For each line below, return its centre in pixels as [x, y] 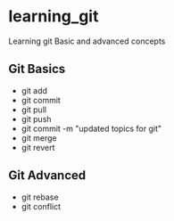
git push [36, 119]
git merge [39, 138]
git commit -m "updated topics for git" [91, 128]
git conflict [41, 206]
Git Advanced [47, 176]
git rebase [40, 197]
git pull [33, 110]
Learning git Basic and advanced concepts [87, 41]
